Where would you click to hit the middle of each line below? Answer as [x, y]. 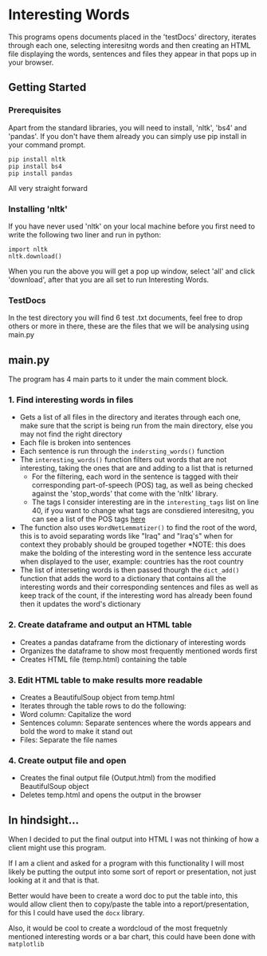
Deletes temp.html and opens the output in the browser [110, 795]
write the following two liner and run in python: [85, 234]
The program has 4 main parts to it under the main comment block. [118, 379]
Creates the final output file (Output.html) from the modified [118, 778]
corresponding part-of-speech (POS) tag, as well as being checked [142, 485]
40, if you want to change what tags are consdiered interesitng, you [143, 511]
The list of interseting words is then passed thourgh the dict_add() [130, 570]
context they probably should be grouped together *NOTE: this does [132, 544]
